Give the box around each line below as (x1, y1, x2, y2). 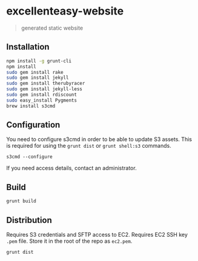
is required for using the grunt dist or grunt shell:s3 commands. (6, 142, 171, 150)
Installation (6, 42, 50, 52)
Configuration (6, 120, 61, 130)
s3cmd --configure (6, 154, 53, 160)
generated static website (21, 24, 84, 31)
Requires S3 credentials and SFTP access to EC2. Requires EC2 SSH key (6, 231, 188, 238)
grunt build (6, 198, 36, 204)
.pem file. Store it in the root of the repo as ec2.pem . (6, 237, 133, 245)
